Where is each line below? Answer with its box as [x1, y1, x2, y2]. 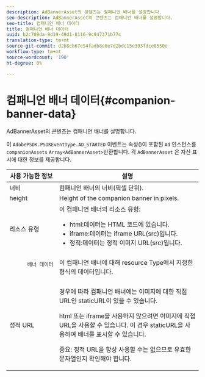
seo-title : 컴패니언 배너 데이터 [6, 20, 80, 26]
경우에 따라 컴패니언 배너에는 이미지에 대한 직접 [59, 287, 187, 296]
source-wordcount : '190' [6, 54, 70, 60]
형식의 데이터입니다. [59, 268, 113, 276]
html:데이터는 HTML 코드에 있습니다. [69, 220, 170, 229]
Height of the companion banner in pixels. [59, 194, 179, 203]
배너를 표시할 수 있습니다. [77, 330, 146, 339]
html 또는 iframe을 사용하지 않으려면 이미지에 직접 [59, 312, 196, 320]
